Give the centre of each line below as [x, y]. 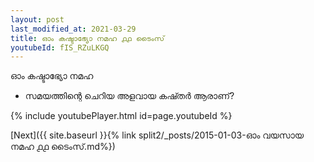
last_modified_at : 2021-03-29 [73, 29]
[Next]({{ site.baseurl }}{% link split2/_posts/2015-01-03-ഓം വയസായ [157, 135]
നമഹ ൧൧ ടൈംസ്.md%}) [63, 147]
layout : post [37, 19]
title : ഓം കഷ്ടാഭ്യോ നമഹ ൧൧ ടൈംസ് [87, 38]
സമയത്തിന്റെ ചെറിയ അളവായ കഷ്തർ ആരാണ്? [129, 96]
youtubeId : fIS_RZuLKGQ [60, 47]
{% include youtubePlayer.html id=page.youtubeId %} [121, 116]
